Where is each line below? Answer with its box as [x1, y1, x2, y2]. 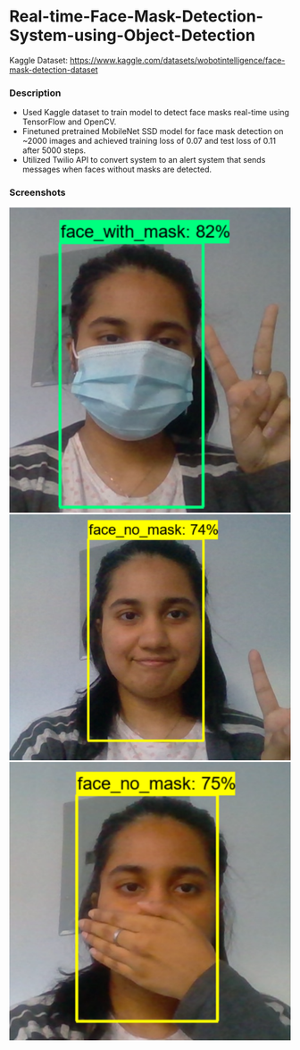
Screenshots [9, 186, 66, 199]
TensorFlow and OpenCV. [21, 116, 117, 127]
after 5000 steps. [21, 145, 87, 156]
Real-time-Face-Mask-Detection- [9, 6, 263, 27]
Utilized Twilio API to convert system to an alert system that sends [21, 155, 266, 165]
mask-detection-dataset [9, 64, 98, 75]
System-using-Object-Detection [9, 25, 256, 46]
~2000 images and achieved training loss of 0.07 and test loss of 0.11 [21, 136, 277, 147]
